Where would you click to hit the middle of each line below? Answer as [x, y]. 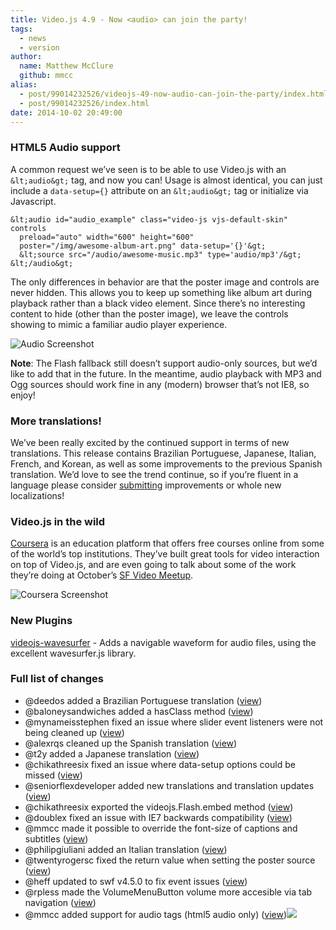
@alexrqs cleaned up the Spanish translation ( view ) [131, 743]
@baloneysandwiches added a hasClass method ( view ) [139, 711]
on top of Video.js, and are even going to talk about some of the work [153, 565]
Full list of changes [57, 679]
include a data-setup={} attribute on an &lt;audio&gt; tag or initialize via [159, 190]
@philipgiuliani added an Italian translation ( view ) [126, 849]
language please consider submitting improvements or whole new [146, 485]
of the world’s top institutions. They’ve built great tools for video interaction [165, 554]
